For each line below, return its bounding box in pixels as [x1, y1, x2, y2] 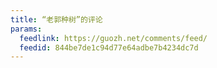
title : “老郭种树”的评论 [10, 14, 103, 25]
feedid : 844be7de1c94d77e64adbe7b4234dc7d [19, 42, 199, 53]
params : [10, 24, 43, 34]
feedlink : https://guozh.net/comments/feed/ [19, 33, 208, 43]
